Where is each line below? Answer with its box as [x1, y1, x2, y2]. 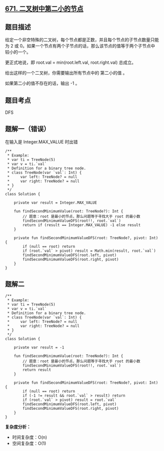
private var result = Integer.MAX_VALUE [14, 200, 97, 205]
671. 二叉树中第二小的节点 [5, 4, 84, 13]
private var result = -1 [14, 345, 64, 350]
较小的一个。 [5, 49, 31, 55]
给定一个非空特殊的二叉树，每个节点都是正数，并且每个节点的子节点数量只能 [5, 37, 159, 43]
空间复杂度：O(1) [12, 440, 46, 446]
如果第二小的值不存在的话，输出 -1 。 [5, 80, 80, 86]
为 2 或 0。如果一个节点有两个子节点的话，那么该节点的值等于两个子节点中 [5, 43, 155, 49]
